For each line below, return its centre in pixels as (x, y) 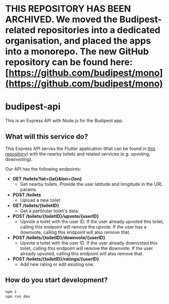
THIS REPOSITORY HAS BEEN (68, 9)
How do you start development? (57, 280)
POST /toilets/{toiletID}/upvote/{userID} (56, 216)
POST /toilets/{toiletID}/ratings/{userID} (56, 259)
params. (29, 189)
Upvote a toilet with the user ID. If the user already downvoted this (89, 243)
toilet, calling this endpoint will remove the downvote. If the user (87, 248)
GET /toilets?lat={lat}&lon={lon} (47, 179)
